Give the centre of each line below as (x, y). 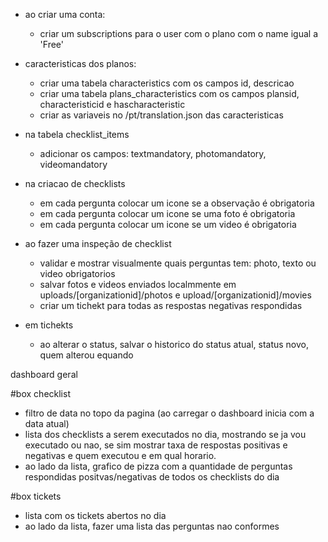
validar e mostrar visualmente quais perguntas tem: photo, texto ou (178, 263)
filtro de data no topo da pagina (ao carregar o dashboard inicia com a (169, 413)
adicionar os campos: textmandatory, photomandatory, (153, 153)
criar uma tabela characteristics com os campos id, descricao (167, 83)
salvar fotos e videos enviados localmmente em (138, 284)
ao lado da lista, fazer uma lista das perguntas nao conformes (152, 526)
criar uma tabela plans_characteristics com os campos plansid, (169, 93)
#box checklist (40, 393)
